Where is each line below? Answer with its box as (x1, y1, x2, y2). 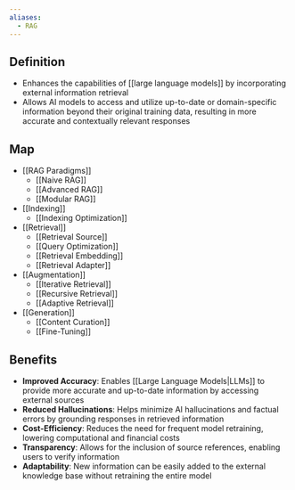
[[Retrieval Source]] (35, 232, 108, 242)
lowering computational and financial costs (21, 432, 180, 443)
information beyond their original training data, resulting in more (21, 106, 257, 117)
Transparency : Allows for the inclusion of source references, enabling (21, 442, 281, 453)
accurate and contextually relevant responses (21, 116, 191, 127)
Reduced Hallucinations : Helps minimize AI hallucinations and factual (21, 404, 279, 414)
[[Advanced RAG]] (35, 184, 103, 195)
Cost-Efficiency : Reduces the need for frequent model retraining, (21, 422, 264, 433)
